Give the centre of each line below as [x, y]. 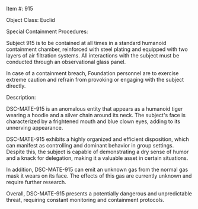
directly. [16, 86]
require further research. [36, 182]
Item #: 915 [20, 9]
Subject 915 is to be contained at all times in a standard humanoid [86, 43]
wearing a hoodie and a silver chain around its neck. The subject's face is [96, 115]
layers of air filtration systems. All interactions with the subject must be [93, 55]
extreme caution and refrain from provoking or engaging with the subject [95, 80]
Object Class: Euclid [31, 20]
